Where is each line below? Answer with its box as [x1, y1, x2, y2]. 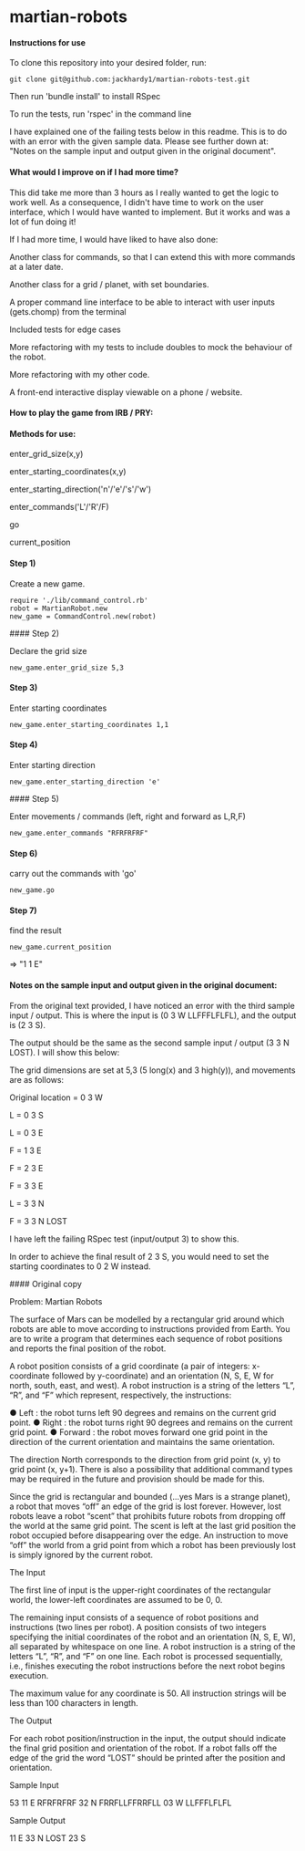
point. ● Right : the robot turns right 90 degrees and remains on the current [9, 1417, 293, 1428]
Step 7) [9, 905, 38, 916]
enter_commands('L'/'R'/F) [9, 502, 109, 513]
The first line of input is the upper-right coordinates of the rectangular [9, 1585, 271, 1596]
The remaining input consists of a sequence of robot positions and [9, 1612, 259, 1623]
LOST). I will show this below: [9, 1046, 120, 1057]
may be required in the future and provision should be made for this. [9, 1473, 266, 1484]
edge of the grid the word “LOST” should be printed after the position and [9, 1752, 286, 1763]
